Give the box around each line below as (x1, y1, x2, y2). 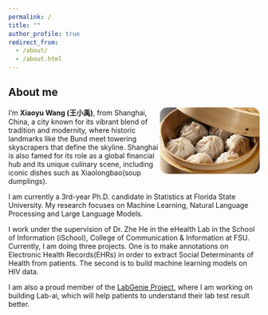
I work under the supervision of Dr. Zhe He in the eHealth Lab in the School (8, 224, 255, 233)
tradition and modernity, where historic (8, 125, 136, 135)
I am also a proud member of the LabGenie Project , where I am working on (8, 282, 254, 292)
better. (8, 299, 30, 309)
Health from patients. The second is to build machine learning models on (8, 258, 247, 268)
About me (8, 86, 58, 99)
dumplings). (8, 176, 48, 185)
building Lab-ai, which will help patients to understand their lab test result (8, 290, 250, 300)
